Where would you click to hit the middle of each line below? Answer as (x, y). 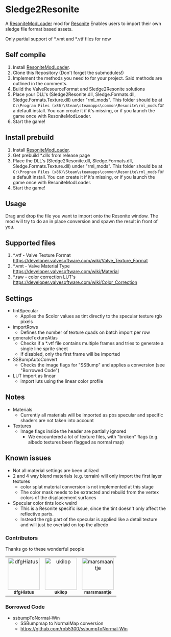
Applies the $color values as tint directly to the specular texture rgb (91, 316)
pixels (27, 322)
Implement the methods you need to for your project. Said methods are (87, 78)
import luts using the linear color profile (62, 381)
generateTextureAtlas (35, 338)
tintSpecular (26, 311)
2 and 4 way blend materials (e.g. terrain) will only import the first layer (87, 476)
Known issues (28, 458)
